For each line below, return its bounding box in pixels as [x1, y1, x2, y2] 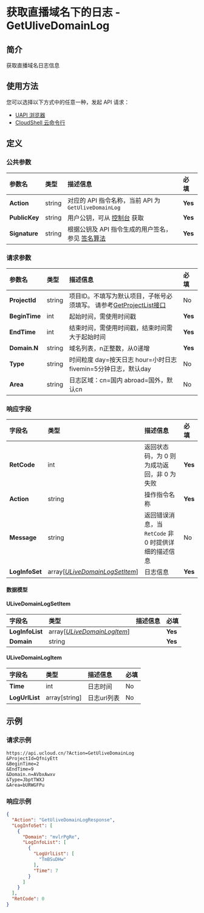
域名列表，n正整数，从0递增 [69, 344, 150, 352]
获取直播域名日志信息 [6, 62, 59, 69]
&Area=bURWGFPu [6, 782, 45, 788]
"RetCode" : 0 [12, 896, 45, 902]
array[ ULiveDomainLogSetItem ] [47, 568, 138, 576]
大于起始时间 [69, 332, 106, 341]
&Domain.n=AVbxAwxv [6, 771, 56, 777]
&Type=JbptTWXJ [6, 777, 45, 783]
